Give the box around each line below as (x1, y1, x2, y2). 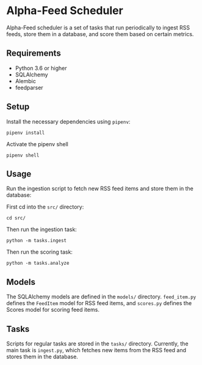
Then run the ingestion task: (6, 226, 78, 233)
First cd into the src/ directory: (6, 203, 84, 211)
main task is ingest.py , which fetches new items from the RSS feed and (6, 347, 187, 353)
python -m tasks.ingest (6, 238, 67, 244)
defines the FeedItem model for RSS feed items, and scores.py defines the (6, 300, 192, 307)
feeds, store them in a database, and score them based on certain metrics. (6, 30, 194, 37)
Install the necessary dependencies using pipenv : (6, 117, 131, 125)
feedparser (15, 84, 44, 91)
